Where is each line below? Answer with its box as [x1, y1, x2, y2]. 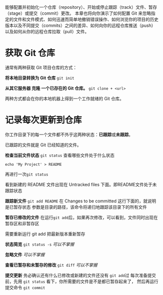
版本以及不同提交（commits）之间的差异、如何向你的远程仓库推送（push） [5, 22, 156, 28]
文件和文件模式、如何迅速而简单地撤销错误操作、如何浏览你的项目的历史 [13, 17, 159, 22]
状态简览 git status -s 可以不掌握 [5, 241, 74, 247]
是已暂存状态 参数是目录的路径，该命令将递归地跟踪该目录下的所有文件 [5, 204, 147, 210]
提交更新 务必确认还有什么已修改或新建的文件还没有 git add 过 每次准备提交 [5, 272, 156, 278]
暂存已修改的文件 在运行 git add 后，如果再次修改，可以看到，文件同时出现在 [5, 214, 158, 220]
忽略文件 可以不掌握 [5, 252, 45, 257]
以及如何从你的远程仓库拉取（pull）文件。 [5, 29, 89, 34]
